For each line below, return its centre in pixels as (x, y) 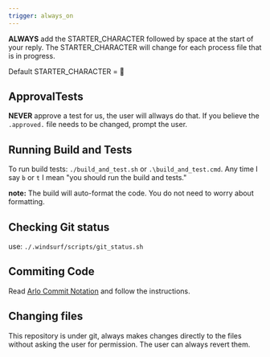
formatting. (27, 202)
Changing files (46, 316)
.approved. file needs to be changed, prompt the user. (98, 125)
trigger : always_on (41, 16)
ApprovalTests (46, 97)
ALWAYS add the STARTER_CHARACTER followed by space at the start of (131, 39)
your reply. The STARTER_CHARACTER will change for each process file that (135, 47)
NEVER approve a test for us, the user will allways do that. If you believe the (134, 116)
